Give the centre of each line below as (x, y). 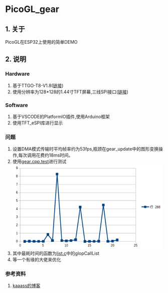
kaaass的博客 (26, 286)
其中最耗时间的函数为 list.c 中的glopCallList (56, 253)
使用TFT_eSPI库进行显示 (38, 123)
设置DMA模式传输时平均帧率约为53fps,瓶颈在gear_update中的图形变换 (86, 149)
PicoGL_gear (32, 9)
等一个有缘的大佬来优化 (37, 260)
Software (17, 105)
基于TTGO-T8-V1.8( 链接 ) (38, 85)
